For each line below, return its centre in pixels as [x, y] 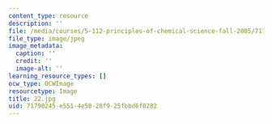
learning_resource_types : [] [57, 76]
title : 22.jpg [32, 99]
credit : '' [34, 61]
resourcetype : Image [43, 91]
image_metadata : [36, 46]
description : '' [36, 23]
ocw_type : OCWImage [41, 83]
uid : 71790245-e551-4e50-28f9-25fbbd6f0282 [83, 106]
